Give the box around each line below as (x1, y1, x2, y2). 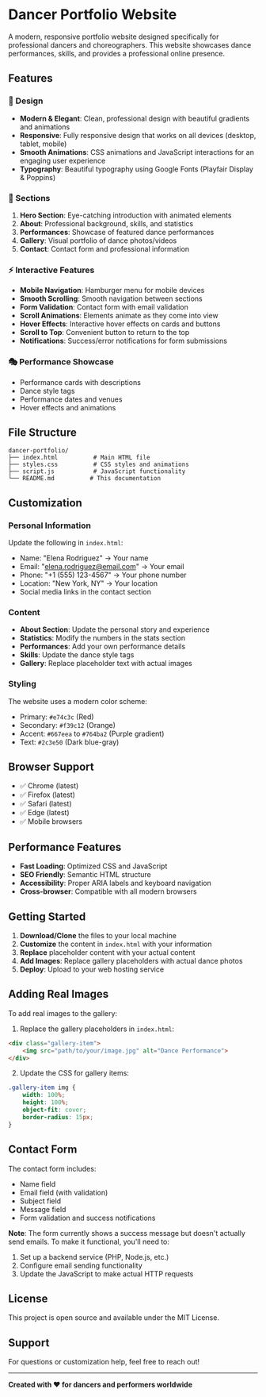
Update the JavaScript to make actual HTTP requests (19, 1268, 194, 1279)
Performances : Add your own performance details (19, 641, 186, 652)
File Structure (8, 425, 77, 439)
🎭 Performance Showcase (8, 356, 114, 368)
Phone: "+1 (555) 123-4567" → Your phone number (19, 570, 188, 580)
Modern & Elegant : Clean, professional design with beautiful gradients (19, 114, 250, 123)
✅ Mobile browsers (19, 817, 83, 826)
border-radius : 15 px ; (22, 1113, 93, 1121)
